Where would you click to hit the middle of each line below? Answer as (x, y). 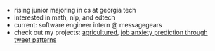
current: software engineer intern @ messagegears (88, 25)
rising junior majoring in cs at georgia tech (75, 10)
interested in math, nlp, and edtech (64, 17)
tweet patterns (35, 40)
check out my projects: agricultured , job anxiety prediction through (111, 32)
